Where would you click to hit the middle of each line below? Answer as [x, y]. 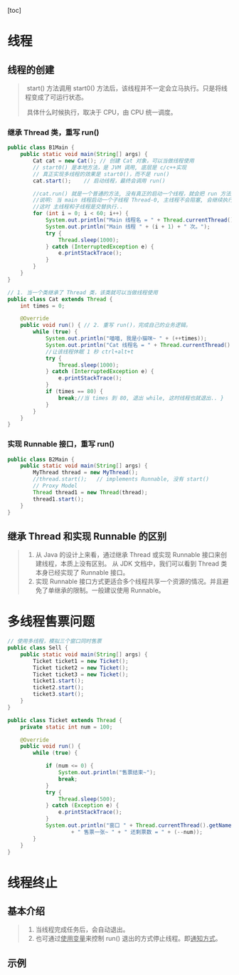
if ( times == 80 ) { [74, 392]
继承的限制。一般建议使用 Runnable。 [110, 590]
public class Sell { [38, 648]
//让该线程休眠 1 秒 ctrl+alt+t [89, 352]
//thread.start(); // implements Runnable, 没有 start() [121, 479]
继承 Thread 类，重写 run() [53, 132]
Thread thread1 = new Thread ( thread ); [90, 492]
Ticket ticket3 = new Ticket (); [81, 674]
